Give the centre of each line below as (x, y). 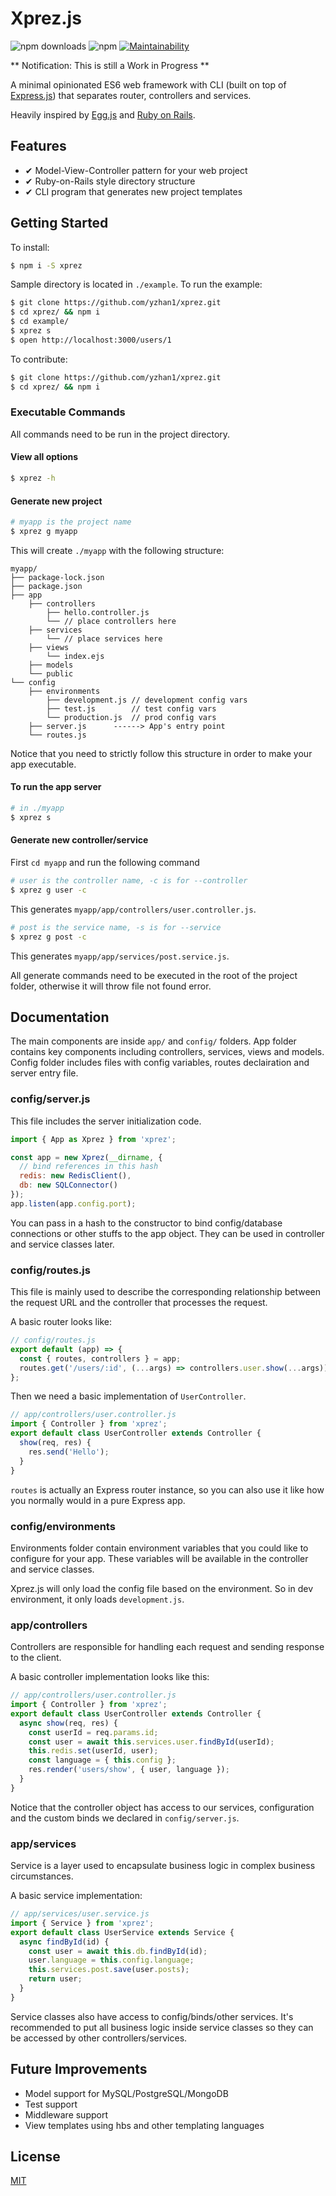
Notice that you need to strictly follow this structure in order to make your (161, 753)
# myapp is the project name (71, 522)
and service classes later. (62, 1244)
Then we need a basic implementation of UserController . (128, 1396)
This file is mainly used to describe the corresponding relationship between (165, 1292)
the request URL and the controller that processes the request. (139, 1303)
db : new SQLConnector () (68, 1185)
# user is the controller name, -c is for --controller (129, 881)
